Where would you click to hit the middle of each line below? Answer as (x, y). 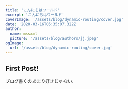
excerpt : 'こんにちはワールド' (35, 15)
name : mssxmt (24, 34)
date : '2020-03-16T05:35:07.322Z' (42, 24)
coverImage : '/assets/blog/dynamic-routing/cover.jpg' (65, 19)
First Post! (22, 68)
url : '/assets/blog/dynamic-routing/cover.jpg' (61, 48)
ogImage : (14, 43)
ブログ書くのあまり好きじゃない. (39, 81)
